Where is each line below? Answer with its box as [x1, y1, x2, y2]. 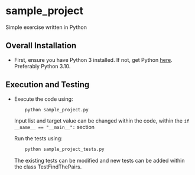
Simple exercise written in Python [5, 24, 87, 31]
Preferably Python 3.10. [14, 62, 71, 70]
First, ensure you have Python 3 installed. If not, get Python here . [14, 56, 173, 63]
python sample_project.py [25, 107, 89, 113]
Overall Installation [5, 41, 77, 51]
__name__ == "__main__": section [14, 124, 95, 131]
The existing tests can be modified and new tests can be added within [14, 157, 185, 164]
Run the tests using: [14, 135, 63, 142]
